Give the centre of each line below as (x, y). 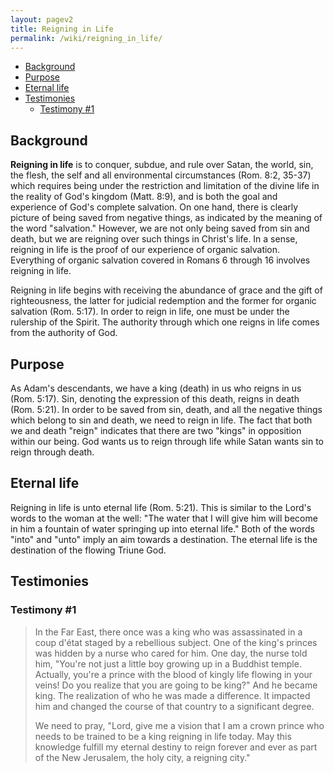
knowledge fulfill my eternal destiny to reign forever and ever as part (176, 747)
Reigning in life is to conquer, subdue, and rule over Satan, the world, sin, (162, 165)
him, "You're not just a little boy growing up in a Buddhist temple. (168, 663)
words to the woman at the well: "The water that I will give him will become (164, 518)
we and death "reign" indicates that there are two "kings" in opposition (156, 430)
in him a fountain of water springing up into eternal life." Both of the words (162, 528)
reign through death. (52, 452)
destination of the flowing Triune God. (88, 550)
